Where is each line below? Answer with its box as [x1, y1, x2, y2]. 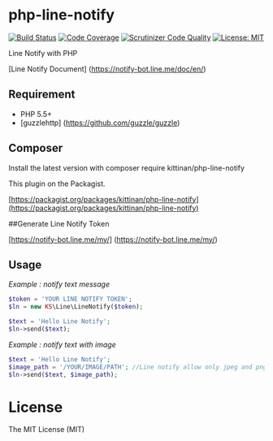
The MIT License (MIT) [8, 425, 85, 435]
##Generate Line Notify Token [8, 218, 110, 228]
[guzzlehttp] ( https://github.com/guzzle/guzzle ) [19, 118, 180, 128]
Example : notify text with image [8, 339, 116, 349]
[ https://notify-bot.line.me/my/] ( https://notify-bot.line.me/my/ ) [8, 234, 218, 244]
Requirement [8, 88, 76, 102]
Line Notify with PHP [8, 48, 78, 58]
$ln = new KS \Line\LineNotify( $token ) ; [8, 303, 144, 311]
